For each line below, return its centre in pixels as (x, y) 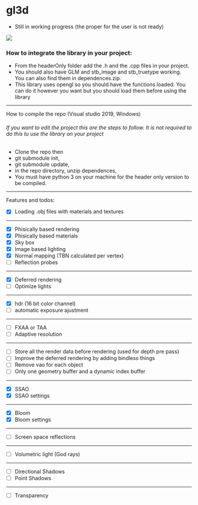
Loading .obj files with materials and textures (69, 212)
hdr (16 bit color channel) (45, 303)
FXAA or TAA (31, 328)
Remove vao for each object (49, 365)
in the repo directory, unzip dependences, (65, 171)
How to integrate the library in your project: (69, 52)
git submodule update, (42, 164)
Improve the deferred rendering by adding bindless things (85, 358)
